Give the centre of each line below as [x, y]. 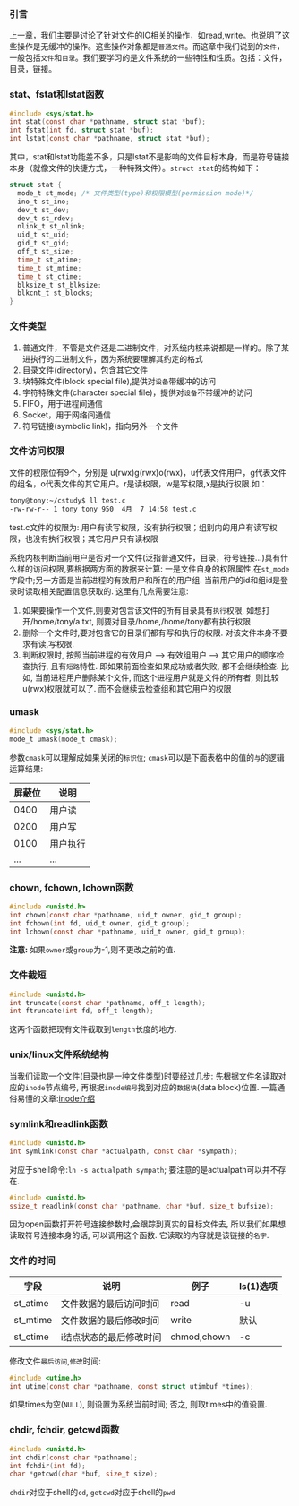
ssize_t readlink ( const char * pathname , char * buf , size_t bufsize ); [142, 1206]
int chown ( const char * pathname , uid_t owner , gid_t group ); [126, 915]
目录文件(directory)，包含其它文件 [85, 370]
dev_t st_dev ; [43, 210]
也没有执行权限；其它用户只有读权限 [91, 538]
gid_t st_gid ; [43, 244]
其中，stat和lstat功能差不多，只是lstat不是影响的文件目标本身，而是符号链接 [149, 157]
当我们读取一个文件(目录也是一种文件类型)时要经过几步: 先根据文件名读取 [144, 1076]
